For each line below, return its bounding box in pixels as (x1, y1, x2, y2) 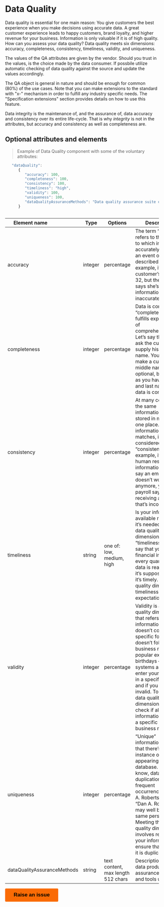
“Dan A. (135, 800, 153, 807)
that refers (135, 615, 160, 622)
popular (135, 652, 153, 659)
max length (104, 870, 130, 877)
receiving (135, 495, 157, 502)
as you (135, 376, 151, 383)
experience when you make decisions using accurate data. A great (5, 25, 139, 30)
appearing (135, 758, 159, 764)
